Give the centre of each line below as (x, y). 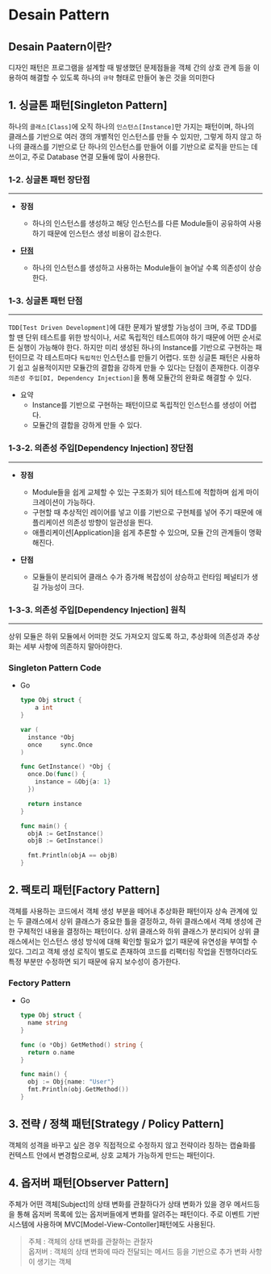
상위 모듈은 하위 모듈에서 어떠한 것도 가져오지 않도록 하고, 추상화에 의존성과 (127, 636)
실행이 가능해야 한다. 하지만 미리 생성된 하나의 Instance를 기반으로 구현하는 (135, 348)
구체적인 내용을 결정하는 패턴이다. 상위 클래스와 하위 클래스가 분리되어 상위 (134, 931)
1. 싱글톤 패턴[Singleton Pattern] (88, 105)
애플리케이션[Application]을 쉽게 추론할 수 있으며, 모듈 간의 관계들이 (140, 532)
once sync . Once (60, 745)
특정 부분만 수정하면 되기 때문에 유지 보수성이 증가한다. (94, 961)
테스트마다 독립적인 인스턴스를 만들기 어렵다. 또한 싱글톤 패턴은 (142, 357)
